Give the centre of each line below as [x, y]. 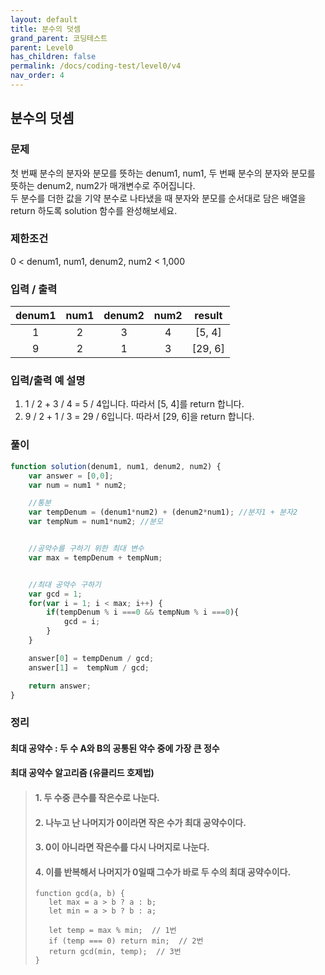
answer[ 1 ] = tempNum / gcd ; [89, 667]
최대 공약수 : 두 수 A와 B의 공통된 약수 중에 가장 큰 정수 [115, 748]
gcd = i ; [82, 622]
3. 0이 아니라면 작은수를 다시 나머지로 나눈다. [122, 847]
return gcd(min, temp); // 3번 [115, 952]
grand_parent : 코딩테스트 [59, 38]
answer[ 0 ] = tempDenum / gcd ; [91, 658]
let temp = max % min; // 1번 [112, 931]
